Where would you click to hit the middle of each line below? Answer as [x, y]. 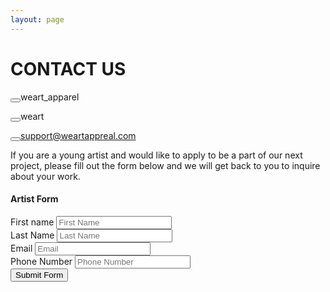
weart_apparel [50, 97]
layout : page [37, 19]
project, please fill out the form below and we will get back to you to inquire [165, 165]
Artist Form [34, 199]
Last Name [32, 235]
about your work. [45, 176]
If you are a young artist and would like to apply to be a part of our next [156, 155]
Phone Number [41, 261]
